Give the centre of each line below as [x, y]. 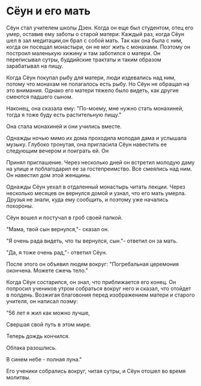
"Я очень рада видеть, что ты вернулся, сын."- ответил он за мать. [92, 241]
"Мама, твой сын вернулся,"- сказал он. [58, 229]
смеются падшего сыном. [40, 97]
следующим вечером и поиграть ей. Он [58, 151]
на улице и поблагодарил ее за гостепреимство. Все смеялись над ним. [99, 169]
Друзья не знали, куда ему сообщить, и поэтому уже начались [87, 199]
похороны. [20, 206]
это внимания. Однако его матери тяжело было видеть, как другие [92, 90]
